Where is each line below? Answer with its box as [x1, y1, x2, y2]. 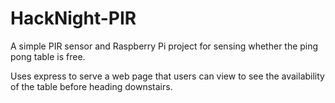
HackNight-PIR [10, 7, 137, 30]
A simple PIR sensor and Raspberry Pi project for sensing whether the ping [10, 40, 319, 52]
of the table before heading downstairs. [10, 80, 173, 92]
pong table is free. [10, 50, 86, 62]
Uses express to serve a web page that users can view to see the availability [10, 70, 325, 82]
